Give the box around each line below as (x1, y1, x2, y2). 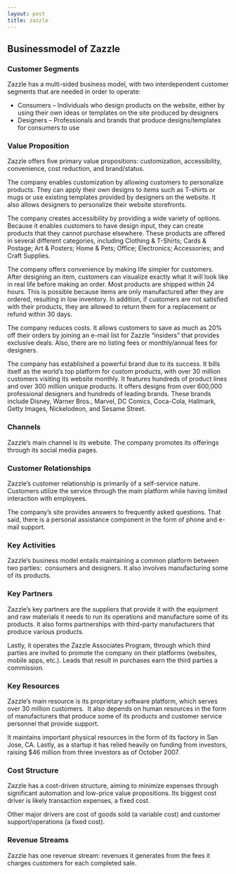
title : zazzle (7, 17, 49, 24)
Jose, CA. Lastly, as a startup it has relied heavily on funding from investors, (7, 740, 228, 749)
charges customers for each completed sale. (7, 859, 137, 867)
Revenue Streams (7, 835, 69, 845)
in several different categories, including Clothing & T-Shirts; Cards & (7, 236, 207, 245)
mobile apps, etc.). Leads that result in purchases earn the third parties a (7, 656, 218, 664)
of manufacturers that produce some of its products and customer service (7, 711, 223, 720)
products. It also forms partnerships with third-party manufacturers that (7, 620, 215, 628)
